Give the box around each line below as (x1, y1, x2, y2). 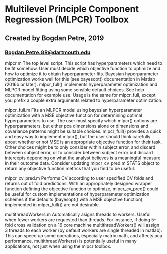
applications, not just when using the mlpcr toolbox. (5, 243, 111, 249)
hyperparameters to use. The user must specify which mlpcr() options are (5, 117, 157, 123)
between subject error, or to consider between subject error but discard (5, 149, 153, 155)
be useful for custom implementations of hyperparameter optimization (5, 191, 150, 197)
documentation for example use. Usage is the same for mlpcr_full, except (5, 92, 156, 98)
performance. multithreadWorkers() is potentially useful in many (5, 238, 137, 244)
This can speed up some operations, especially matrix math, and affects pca (5, 232, 162, 238)
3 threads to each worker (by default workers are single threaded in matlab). (5, 227, 162, 233)
